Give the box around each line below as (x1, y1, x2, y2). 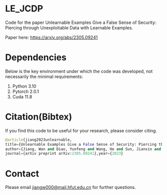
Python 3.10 (12, 83, 36, 89)
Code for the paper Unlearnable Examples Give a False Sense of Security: (5, 19, 157, 25)
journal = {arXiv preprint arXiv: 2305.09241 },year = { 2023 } (5, 151, 123, 156)
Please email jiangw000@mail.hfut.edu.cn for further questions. (5, 185, 136, 191)
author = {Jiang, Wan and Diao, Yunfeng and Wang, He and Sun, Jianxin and (5, 146, 162, 152)
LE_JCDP (5, 3, 43, 14)
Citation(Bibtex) (5, 111, 73, 122)
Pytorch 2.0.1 (12, 88, 39, 95)
